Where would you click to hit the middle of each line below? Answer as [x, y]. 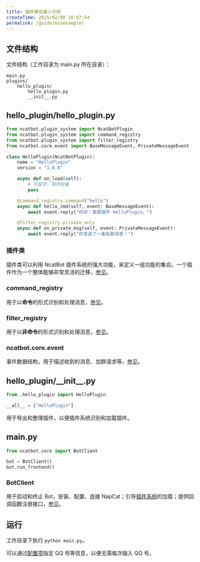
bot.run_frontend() [31, 467]
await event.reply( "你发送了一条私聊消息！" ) [81, 234]
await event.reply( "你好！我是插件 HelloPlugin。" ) [90, 212]
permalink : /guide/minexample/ [45, 23]
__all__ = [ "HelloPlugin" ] [40, 405]
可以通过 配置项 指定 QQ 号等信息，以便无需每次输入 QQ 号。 [80, 553]
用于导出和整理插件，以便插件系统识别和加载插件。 [69, 418]
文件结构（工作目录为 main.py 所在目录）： [58, 64]
